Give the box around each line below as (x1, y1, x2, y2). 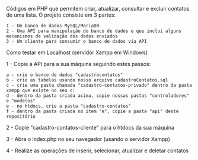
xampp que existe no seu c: (6, 87, 76, 93)
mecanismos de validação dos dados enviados (6, 33, 118, 39)
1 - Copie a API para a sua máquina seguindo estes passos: (6, 61, 151, 67)
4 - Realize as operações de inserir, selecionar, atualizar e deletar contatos (6, 147, 189, 154)
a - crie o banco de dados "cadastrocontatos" (6, 72, 123, 78)
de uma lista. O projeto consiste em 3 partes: (6, 11, 116, 18)
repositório (6, 114, 36, 120)
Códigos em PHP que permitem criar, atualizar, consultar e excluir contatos (6, 5, 190, 12)
